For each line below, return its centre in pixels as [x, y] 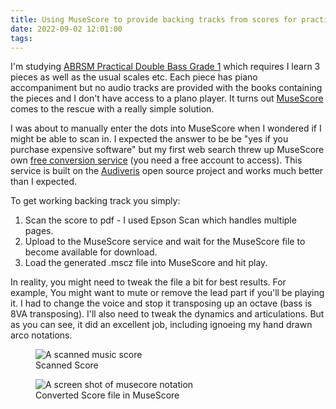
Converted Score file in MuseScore [107, 395]
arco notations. [41, 335]
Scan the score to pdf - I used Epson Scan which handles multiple [160, 220]
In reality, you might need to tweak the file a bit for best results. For [148, 282]
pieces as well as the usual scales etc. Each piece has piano [134, 77]
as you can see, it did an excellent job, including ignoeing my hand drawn [161, 325]
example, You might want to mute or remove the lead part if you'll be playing [167, 293]
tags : [21, 38]
